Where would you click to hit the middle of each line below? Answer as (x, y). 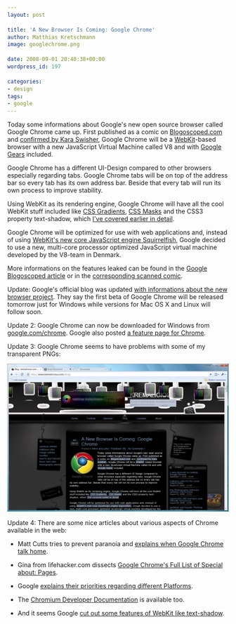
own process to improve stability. (55, 190)
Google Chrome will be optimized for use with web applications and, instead (117, 232)
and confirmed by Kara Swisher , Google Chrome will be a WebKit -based (112, 140)
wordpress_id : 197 (34, 67)
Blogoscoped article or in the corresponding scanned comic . (95, 276)
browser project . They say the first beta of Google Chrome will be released (116, 297)
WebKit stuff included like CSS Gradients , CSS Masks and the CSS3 (105, 211)
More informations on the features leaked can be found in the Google (107, 268)
